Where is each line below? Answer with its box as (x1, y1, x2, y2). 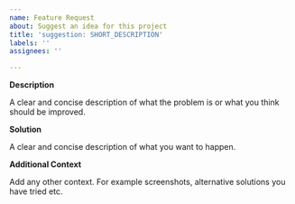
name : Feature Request (9, 13, 95, 23)
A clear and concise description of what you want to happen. (9, 142, 236, 153)
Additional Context (9, 159, 82, 170)
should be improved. (9, 107, 86, 117)
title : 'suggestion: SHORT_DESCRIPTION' (9, 30, 164, 39)
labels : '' (9, 38, 51, 48)
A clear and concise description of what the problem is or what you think (9, 97, 280, 108)
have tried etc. (9, 186, 63, 197)
